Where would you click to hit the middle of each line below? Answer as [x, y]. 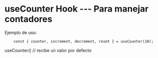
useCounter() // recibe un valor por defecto [48, 50]
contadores [28, 19]
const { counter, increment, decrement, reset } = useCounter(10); [83, 41]
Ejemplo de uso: [21, 32]
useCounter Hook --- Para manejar [77, 9]
